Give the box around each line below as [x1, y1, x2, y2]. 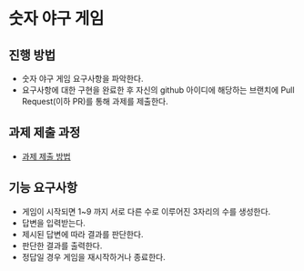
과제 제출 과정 [8, 125, 81, 141]
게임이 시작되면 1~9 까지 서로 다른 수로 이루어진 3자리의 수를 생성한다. [21, 206, 271, 216]
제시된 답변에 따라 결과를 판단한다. [21, 228, 144, 239]
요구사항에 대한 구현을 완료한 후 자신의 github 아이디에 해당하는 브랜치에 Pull [21, 85, 295, 95]
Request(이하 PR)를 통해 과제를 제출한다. [21, 96, 169, 106]
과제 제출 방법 [21, 151, 71, 162]
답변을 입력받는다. [21, 217, 86, 228]
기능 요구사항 [8, 180, 78, 196]
